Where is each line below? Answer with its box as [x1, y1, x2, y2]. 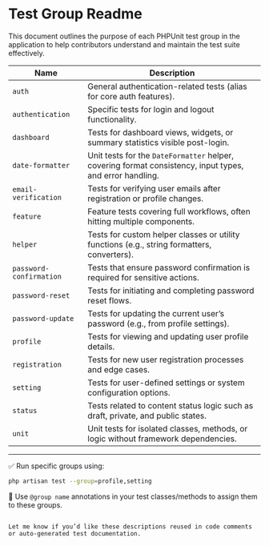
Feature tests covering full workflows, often [87, 206, 251, 217]
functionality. [87, 114, 138, 125]
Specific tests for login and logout [87, 103, 215, 114]
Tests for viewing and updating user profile [87, 331, 249, 342]
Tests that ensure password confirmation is [87, 262, 251, 273]
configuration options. [87, 387, 171, 398]
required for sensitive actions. [87, 271, 200, 283]
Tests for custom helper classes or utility [87, 229, 240, 240]
